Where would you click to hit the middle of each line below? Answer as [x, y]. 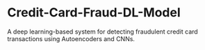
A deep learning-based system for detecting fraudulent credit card [102, 32]
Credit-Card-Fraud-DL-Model [94, 13]
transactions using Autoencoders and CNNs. [71, 38]
